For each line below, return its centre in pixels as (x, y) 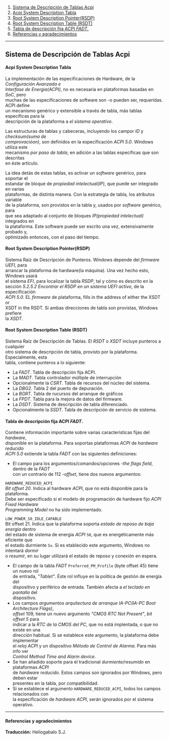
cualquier (15, 346)
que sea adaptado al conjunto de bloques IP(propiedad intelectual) (74, 215)
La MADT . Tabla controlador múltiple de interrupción (67, 378)
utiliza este (16, 147)
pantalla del (25, 593)
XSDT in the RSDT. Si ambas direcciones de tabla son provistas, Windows (82, 308)
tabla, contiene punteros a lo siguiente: (46, 362)
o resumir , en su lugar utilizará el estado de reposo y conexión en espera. (81, 556)
